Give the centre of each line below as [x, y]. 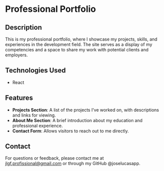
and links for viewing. [34, 115]
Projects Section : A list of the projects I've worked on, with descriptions [85, 110]
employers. [17, 55]
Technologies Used [35, 70]
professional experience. [38, 126]
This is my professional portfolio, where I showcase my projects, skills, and [81, 39]
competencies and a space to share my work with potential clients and [77, 50]
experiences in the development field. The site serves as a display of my [79, 44]
